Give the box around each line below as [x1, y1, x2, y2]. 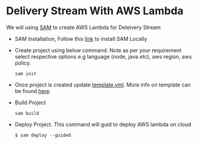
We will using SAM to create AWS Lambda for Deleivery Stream [6, 24, 161, 31]
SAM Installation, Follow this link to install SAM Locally [14, 35, 148, 42]
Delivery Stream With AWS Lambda [6, 4, 184, 18]
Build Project [14, 99, 46, 106]
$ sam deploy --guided [14, 132, 71, 138]
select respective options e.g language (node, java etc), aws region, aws [14, 53, 192, 60]
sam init [14, 71, 37, 76]
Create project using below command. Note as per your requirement [14, 46, 182, 54]
